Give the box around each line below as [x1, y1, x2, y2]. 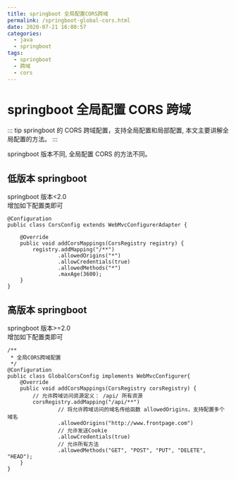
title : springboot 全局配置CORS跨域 [7, 10, 108, 18]
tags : [7, 50, 23, 57]
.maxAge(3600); [57, 271, 102, 278]
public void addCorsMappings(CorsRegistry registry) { [20, 240, 185, 247]
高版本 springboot [7, 304, 87, 316]
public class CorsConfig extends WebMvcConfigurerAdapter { [7, 222, 188, 229]
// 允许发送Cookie [57, 427, 108, 435]
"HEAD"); [7, 453, 33, 461]
